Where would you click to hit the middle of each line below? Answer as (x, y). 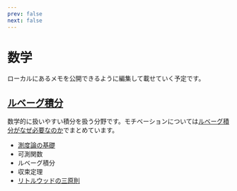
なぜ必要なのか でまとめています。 (69, 130)
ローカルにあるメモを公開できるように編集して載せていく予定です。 (106, 79)
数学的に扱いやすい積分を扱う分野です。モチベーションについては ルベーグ (115, 122)
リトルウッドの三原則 (48, 180)
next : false (25, 21)
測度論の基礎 (36, 145)
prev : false (25, 14)
